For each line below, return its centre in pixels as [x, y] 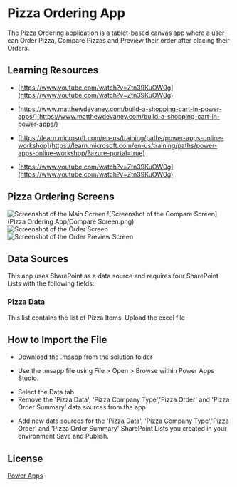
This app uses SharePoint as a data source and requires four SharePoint [113, 276]
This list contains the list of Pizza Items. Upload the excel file [96, 318]
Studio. [28, 378]
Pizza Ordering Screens [61, 197]
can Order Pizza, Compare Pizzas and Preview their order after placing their [118, 40]
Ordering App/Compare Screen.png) [81, 221]
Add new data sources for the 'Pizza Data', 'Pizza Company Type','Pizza [123, 421]
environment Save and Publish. [63, 436]
